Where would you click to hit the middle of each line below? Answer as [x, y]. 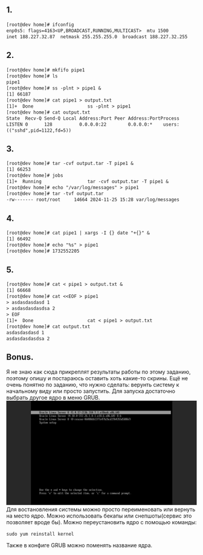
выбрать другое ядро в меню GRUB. [53, 397]
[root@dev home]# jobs [35, 176]
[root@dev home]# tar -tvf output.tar [55, 194]
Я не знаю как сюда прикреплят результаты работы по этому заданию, [99, 372]
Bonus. [20, 357]
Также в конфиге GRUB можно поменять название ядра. [79, 545]
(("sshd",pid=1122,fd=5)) [39, 130]
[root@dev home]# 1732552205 [43, 251]
